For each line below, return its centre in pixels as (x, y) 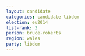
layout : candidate (28, 11)
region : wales (23, 38)
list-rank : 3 (22, 28)
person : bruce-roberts (33, 33)
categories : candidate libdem (43, 17)
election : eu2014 (27, 22)
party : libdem (23, 44)
